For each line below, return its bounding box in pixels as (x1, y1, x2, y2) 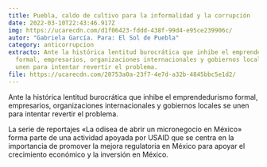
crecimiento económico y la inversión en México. (8, 150, 168, 159)
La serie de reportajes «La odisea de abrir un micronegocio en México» (8, 124, 242, 134)
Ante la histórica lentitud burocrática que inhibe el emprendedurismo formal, (8, 92, 258, 101)
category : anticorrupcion (8, 41, 94, 49)
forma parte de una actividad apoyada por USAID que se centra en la (8, 132, 234, 142)
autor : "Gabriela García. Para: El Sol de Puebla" (8, 33, 180, 42)
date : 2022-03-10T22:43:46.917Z (8, 19, 115, 27)
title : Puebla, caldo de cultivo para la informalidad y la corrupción (8, 11, 250, 20)
